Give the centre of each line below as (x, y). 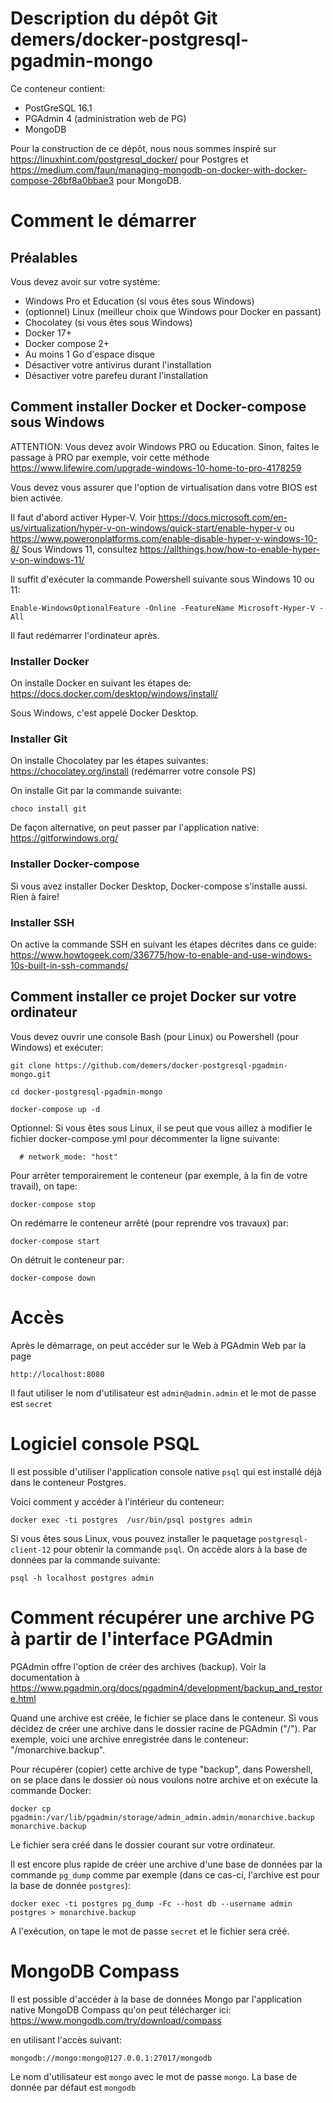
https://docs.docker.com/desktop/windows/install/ (114, 694)
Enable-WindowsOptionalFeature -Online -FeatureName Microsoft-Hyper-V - (167, 608)
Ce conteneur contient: (58, 88)
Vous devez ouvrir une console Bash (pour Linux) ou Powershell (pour (154, 1036)
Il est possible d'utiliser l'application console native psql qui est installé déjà (166, 1471)
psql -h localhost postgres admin (82, 1578)
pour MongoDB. (149, 180)
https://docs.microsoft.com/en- (223, 517)
